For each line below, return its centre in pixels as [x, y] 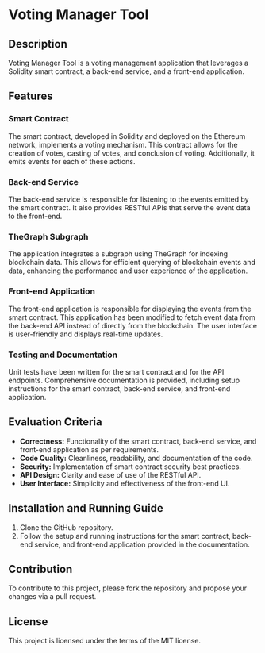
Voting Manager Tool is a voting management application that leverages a [128, 63]
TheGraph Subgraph [48, 236]
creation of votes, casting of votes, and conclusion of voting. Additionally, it [132, 153]
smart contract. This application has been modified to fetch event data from [132, 317]
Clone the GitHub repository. [66, 527]
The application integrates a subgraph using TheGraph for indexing [118, 254]
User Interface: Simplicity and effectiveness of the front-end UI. [125, 483]
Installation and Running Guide [86, 508]
